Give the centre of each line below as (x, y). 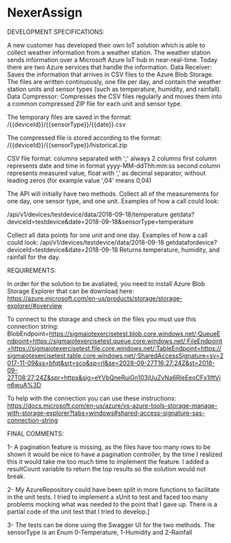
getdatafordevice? (192, 242)
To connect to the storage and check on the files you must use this (102, 319)
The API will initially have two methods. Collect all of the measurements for (113, 194)
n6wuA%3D (24, 385)
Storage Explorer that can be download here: (70, 291)
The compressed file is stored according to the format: (85, 137)
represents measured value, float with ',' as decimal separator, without (107, 173)
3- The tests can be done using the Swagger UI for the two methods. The (111, 524)
